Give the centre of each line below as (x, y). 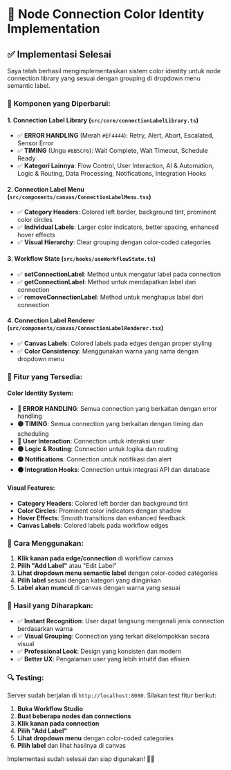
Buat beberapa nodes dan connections (74, 716)
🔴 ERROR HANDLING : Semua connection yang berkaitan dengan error (117, 408)
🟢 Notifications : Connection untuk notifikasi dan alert (94, 459)
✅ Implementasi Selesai (59, 54)
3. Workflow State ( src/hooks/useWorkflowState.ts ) (82, 258)
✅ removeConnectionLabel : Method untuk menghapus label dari (110, 297)
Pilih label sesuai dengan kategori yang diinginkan (89, 580)
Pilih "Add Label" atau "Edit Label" (67, 566)
